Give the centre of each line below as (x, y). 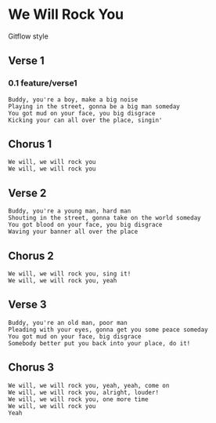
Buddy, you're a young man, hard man (70, 211)
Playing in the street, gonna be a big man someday (94, 106)
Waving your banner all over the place (73, 232)
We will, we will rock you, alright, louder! (83, 392)
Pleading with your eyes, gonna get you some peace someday (108, 330)
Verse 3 (27, 305)
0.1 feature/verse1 (43, 83)
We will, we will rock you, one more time (78, 399)
